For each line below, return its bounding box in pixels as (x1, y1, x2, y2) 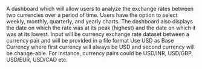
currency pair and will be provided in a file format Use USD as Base (6, 37, 174, 44)
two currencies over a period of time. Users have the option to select (6, 11, 178, 19)
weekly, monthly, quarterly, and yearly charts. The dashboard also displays (6, 18, 194, 25)
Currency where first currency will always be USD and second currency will (6, 43, 195, 50)
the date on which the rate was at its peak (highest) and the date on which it (6, 24, 196, 31)
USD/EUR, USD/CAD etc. (6, 56, 68, 63)
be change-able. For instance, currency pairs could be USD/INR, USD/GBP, (6, 50, 194, 56)
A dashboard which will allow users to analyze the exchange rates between (6, 5, 194, 12)
